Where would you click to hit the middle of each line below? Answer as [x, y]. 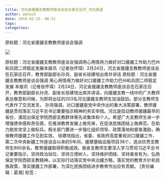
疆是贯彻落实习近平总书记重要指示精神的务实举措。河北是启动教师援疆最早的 [82, 111]
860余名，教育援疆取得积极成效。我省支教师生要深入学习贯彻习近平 [82, 148]
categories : [17, 28]
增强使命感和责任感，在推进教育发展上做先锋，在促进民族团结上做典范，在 [80, 124]
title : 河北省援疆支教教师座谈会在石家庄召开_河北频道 [54, 10]
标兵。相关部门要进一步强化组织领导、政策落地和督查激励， [95, 129]
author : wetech [21, 14]
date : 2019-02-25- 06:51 [30, 19]
